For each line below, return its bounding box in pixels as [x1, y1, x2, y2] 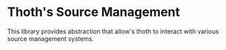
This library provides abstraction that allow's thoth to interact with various [7, 27, 219, 35]
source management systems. [7, 34, 94, 42]
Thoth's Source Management [7, 4, 180, 20]
